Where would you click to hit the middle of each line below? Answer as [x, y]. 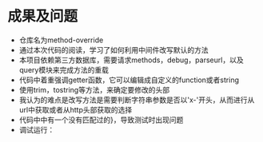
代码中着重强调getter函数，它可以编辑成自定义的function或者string [129, 80]
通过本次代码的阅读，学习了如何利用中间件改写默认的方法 [114, 49]
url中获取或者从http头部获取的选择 [76, 109]
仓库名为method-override [61, 40]
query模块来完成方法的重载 [64, 69]
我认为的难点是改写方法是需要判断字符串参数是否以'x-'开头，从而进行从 [137, 100]
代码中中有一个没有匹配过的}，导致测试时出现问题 [101, 120]
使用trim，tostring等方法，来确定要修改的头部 [94, 89]
